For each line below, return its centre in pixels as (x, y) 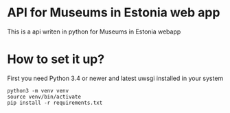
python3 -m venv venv (38, 90)
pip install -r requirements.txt (55, 103)
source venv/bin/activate (44, 97)
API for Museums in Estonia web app (114, 13)
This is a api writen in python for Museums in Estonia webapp (94, 32)
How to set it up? (56, 59)
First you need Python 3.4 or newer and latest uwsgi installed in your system (115, 78)
